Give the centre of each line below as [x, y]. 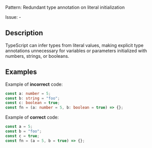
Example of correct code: [32, 117]
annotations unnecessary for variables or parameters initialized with [76, 51]
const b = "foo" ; [24, 131]
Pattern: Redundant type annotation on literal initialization [65, 7]
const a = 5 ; [19, 127]
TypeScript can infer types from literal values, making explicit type [74, 45]
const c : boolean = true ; [32, 103]
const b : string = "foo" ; [32, 98]
